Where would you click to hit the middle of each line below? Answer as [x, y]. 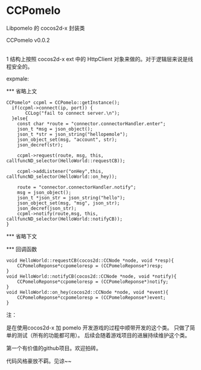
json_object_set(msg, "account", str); [67, 140]
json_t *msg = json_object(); [55, 129]
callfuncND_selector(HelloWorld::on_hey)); [62, 177]
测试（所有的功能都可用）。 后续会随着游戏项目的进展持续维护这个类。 [103, 335]
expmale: [18, 79]
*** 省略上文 [22, 91]
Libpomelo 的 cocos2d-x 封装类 [46, 28]
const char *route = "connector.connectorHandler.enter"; [91, 124]
